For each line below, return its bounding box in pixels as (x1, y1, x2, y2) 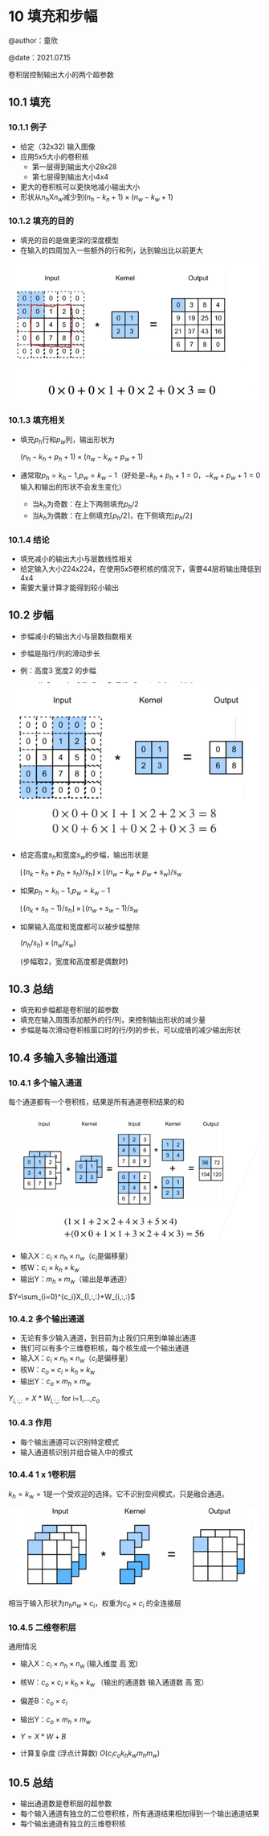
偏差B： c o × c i (19, 1696, 68, 1707)
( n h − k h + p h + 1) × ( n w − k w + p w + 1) (19, 452, 143, 464)
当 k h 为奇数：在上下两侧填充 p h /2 (31, 499, 139, 511)
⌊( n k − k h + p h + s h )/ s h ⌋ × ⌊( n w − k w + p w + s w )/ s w (19, 867, 182, 879)
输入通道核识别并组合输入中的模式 (19, 1447, 133, 1457)
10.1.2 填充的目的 (8, 215, 75, 226)
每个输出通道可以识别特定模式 (19, 1437, 119, 1446)
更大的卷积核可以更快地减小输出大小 (19, 182, 141, 192)
